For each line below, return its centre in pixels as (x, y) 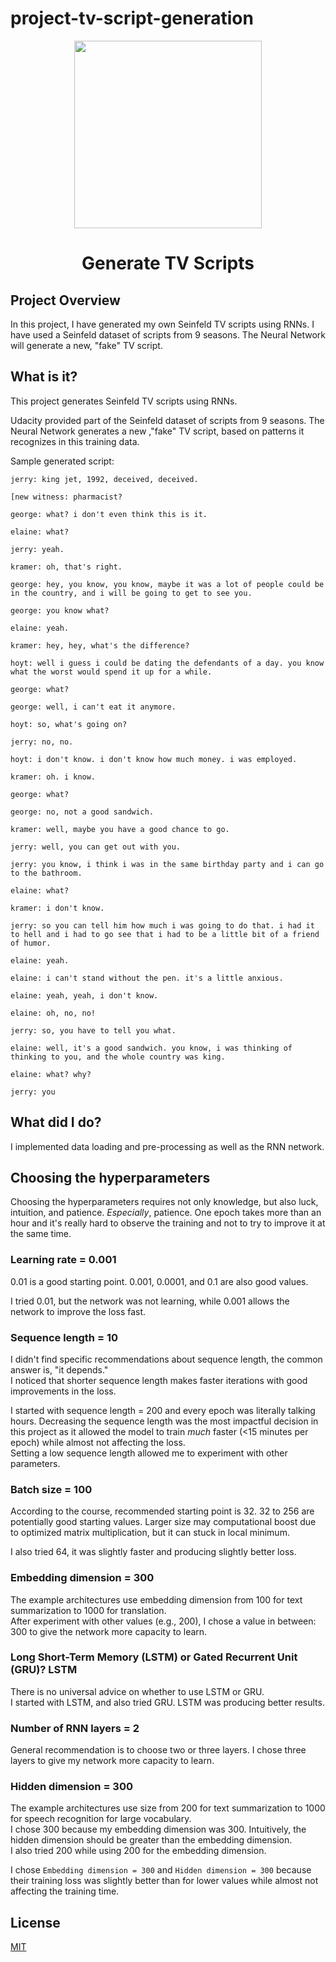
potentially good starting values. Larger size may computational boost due (163, 1522)
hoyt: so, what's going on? (69, 724)
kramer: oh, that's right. (66, 567)
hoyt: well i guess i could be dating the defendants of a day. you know (167, 663)
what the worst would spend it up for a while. (111, 672)
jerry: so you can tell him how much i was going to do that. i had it (162, 925)
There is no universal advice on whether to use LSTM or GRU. (137, 1691)
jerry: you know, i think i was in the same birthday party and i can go (167, 864)
